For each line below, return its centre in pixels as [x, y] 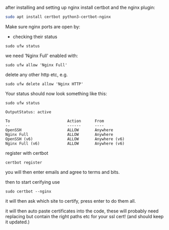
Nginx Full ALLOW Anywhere [59, 134]
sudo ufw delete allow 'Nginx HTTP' [44, 84]
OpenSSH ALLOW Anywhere [59, 130]
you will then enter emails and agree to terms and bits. [62, 172]
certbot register [24, 162]
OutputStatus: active [28, 112]
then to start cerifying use [33, 182]
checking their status [35, 37]
